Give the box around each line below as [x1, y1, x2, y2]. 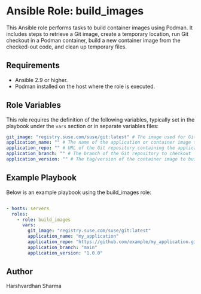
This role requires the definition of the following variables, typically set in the [6, 116, 195, 123]
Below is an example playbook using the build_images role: [6, 189, 151, 196]
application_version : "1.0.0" [28, 250, 103, 256]
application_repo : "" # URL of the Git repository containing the [6, 145, 175, 151]
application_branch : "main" [28, 244, 98, 250]
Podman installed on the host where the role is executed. [14, 83, 156, 90]
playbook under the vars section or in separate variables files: [6, 122, 159, 129]
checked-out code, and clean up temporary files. [6, 43, 127, 50]
